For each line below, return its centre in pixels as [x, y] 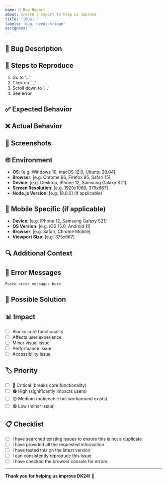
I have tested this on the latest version [51, 450]
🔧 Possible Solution [36, 299]
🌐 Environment [29, 160]
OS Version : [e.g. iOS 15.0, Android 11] [51, 226]
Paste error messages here [33, 284]
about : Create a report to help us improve [51, 14]
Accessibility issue [31, 354]
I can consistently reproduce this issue [52, 456]
